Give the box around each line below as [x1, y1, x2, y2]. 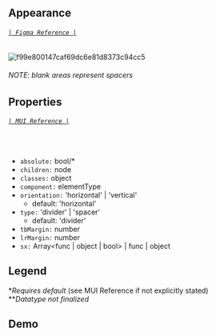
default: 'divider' [31, 216, 86, 225]
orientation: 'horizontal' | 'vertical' [19, 190, 138, 199]
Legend [8, 264, 47, 278]
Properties [8, 95, 62, 109]
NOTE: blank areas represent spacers [8, 70, 134, 80]
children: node [19, 165, 72, 174]
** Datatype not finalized [8, 294, 90, 303]
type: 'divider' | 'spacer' [19, 207, 101, 217]
